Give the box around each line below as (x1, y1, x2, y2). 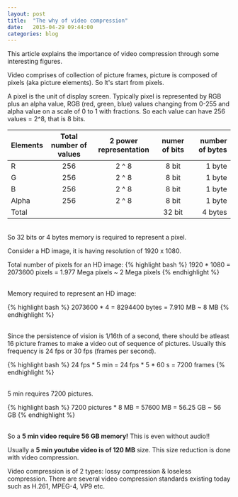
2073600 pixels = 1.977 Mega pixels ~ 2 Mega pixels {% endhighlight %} (7, 268, 220, 277)
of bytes (198, 145, 227, 155)
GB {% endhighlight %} (7, 411, 76, 419)
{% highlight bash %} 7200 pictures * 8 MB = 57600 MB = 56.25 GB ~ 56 (7, 403, 222, 412)
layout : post (7, 10, 46, 18)
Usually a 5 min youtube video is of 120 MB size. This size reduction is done (7, 446, 231, 454)
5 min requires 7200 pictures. (7, 389, 93, 398)
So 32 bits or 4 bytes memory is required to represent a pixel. (7, 233, 187, 242)
